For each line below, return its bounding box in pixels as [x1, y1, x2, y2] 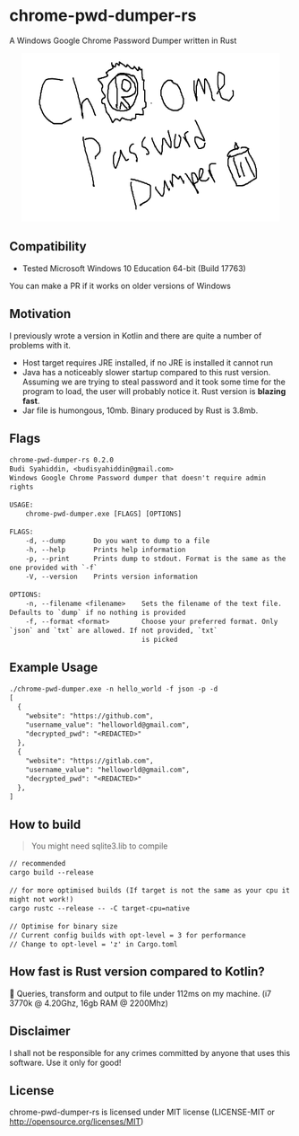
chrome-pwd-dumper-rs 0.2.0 [9, 455, 115, 465]
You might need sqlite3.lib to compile [30, 841, 168, 851]
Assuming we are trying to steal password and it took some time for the [21, 376, 286, 387]
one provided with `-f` [9, 563, 98, 573]
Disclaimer [9, 1024, 71, 1039]
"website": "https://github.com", [25, 711, 154, 721]
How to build [9, 816, 81, 832]
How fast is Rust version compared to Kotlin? [9, 964, 266, 980]
